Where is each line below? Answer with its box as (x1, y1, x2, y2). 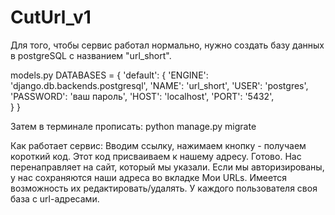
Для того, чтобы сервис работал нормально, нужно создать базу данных (10, 39, 325, 51)
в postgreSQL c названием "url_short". (10, 49, 172, 61)
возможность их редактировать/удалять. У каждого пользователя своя (10, 182, 318, 194)
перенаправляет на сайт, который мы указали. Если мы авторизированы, (10, 161, 325, 173)
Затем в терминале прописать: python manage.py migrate (10, 120, 257, 132)
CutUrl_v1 (10, 6, 92, 29)
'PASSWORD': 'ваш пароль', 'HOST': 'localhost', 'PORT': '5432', (10, 90, 275, 102)
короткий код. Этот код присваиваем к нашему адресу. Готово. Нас (10, 150, 302, 162)
